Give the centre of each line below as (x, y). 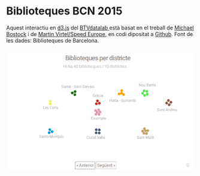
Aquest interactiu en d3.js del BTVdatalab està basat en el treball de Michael (100, 28)
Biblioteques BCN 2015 (64, 11)
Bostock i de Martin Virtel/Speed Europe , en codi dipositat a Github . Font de (100, 34)
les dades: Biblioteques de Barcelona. (53, 40)
